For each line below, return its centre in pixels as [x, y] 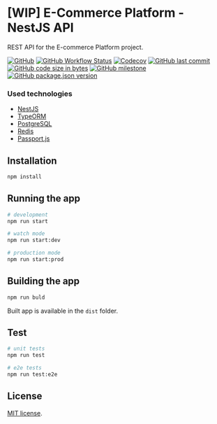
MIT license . [25, 413]
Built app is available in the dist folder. [63, 311]
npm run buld [26, 297]
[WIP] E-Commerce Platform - [96, 13]
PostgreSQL [35, 124]
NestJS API [41, 28]
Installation [32, 161]
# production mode [34, 253]
